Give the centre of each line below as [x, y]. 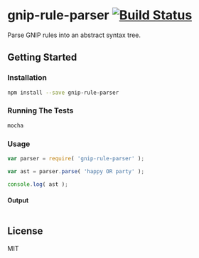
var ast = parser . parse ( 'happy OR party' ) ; [76, 171]
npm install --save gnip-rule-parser [63, 93]
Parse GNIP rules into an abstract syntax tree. [74, 35]
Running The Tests [41, 110]
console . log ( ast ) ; [38, 184]
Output [18, 200]
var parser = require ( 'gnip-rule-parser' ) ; [76, 158]
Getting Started [42, 57]
